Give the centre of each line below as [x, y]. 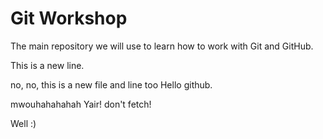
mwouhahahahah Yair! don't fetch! [81, 104]
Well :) [23, 123]
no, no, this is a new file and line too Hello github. [111, 84]
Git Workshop [69, 18]
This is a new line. [47, 65]
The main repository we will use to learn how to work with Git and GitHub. [162, 46]
